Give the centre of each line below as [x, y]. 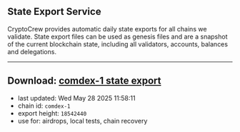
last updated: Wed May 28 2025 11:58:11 [76, 98]
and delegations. [32, 51]
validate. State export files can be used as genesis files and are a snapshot [117, 36]
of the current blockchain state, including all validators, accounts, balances [118, 44]
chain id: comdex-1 [44, 106]
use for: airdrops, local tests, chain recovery [82, 121]
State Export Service [54, 12]
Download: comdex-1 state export [84, 81]
